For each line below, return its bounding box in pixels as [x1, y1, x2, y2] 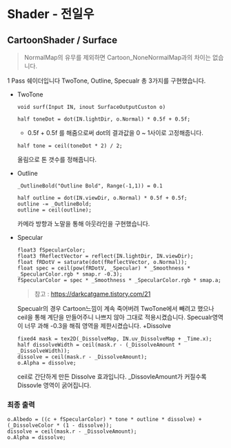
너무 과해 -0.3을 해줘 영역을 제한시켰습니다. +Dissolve [24, 322, 171, 329]
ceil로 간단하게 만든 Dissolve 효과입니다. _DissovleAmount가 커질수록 [17, 373, 207, 380]
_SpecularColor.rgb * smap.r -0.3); [17, 271, 123, 278]
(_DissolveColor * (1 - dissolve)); [7, 422, 112, 429]
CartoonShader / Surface [7, 34, 118, 45]
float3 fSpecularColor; [17, 247, 86, 254]
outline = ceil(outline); [17, 207, 92, 214]
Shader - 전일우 [7, 6, 94, 22]
